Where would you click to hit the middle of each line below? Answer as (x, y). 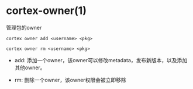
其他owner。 (30, 67)
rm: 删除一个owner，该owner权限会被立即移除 (70, 80)
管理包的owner (24, 27)
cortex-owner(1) (46, 11)
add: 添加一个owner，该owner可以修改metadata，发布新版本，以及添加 (101, 60)
